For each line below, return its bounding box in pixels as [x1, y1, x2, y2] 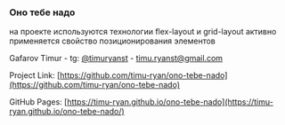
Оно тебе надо [9, 6, 76, 19]
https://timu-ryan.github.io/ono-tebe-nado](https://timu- [66, 97, 273, 107]
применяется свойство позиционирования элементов [9, 35, 216, 46]
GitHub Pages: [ [9, 97, 68, 107]
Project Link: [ [9, 70, 61, 81]
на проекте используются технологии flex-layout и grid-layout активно [9, 27, 277, 37]
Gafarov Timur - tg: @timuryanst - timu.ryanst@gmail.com [9, 53, 224, 64]
